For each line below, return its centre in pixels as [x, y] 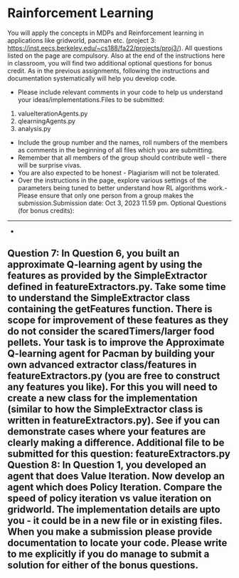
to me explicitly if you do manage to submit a [108, 554]
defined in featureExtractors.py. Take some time [117, 287]
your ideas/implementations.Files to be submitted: [91, 99]
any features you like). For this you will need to [113, 387]
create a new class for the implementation [102, 398]
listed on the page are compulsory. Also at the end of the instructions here [116, 56]
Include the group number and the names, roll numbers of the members [123, 142]
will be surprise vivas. [49, 165]
